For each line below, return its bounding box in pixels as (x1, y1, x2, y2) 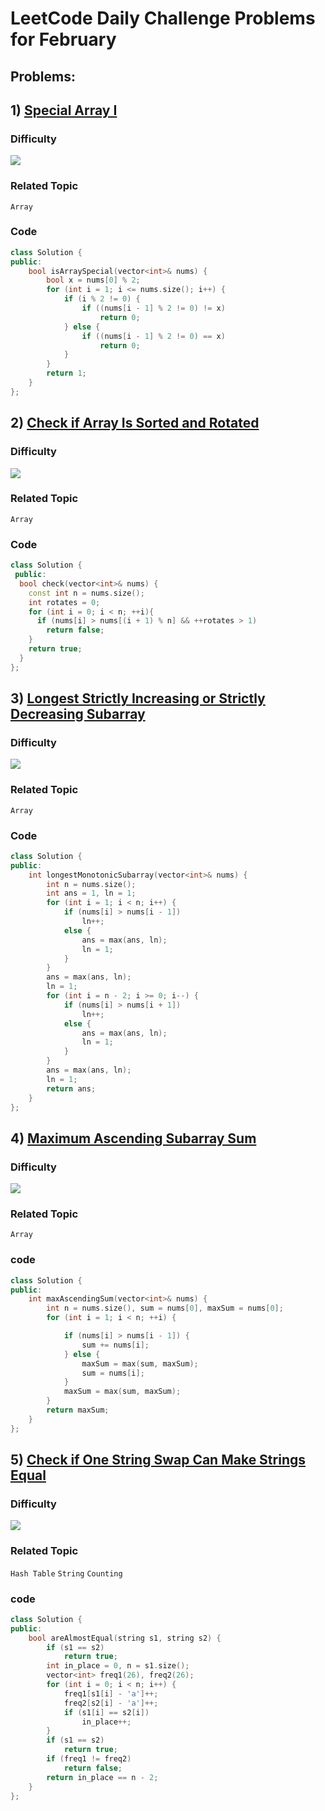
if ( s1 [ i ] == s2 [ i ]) (63, 1707, 150, 1717)
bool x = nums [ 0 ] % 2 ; (46, 275, 141, 286)
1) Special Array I (10, 102, 118, 119)
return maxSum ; (46, 1405, 110, 1416)
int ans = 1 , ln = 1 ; (46, 888, 137, 899)
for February (10, 28, 117, 51)
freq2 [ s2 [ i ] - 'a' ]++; (63, 1698, 159, 1708)
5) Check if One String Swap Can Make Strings (10, 1452, 306, 1469)
